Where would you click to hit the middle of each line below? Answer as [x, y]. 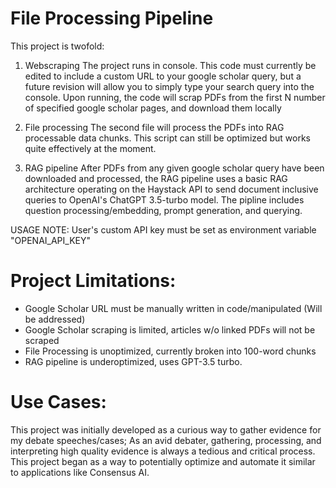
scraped [42, 340]
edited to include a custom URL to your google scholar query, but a [163, 76]
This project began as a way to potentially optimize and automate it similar [163, 461]
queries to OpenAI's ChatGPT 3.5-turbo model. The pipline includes [164, 199]
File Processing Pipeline [112, 18]
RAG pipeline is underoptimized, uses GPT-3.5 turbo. [133, 361]
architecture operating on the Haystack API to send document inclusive [171, 189]
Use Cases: [58, 402]
